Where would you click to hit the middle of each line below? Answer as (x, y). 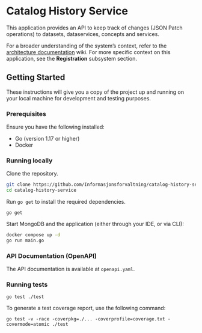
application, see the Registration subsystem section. (72, 58)
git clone (19, 185)
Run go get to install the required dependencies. (66, 202)
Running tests (27, 285)
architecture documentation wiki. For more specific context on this (88, 52)
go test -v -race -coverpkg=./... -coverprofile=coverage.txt (86, 319)
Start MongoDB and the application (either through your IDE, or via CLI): (95, 224)
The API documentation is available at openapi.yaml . (71, 269)
